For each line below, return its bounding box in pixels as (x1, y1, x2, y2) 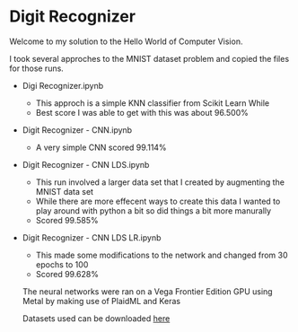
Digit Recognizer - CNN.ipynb (22, 124, 133, 135)
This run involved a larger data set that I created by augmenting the (35, 177, 285, 188)
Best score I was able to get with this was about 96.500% (35, 107, 249, 118)
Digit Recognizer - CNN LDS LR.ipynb (22, 232, 162, 243)
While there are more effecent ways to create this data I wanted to (35, 196, 281, 206)
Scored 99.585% (35, 214, 99, 225)
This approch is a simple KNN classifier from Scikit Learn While (35, 97, 270, 109)
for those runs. (9, 63, 65, 74)
